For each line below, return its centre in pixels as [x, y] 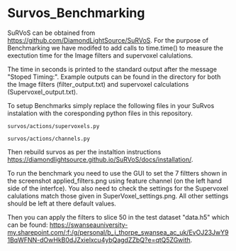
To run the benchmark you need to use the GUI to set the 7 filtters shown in [117, 173]
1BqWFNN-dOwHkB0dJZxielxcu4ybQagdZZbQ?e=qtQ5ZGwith [99, 240]
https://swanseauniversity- [89, 225]
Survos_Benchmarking [76, 13]
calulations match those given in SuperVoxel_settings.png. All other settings [118, 196]
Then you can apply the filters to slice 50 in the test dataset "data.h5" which [118, 217]
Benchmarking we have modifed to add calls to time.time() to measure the [115, 48]
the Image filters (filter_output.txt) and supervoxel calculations [98, 84]
